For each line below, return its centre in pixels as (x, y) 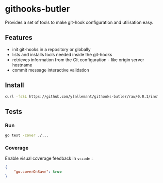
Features (19, 38)
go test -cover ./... (27, 135)
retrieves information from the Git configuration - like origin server (78, 60)
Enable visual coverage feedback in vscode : (49, 158)
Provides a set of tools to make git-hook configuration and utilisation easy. (79, 22)
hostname (22, 65)
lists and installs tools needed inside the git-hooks (62, 54)
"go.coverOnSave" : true (38, 172)
